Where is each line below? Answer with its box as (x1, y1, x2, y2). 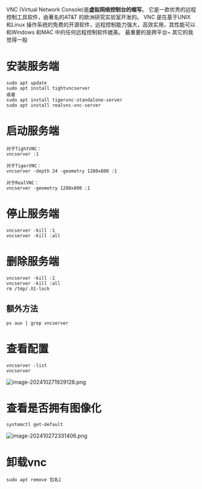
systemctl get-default (6, 422, 63, 428)
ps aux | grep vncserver (6, 320, 69, 326)
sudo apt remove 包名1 (6, 477, 62, 483)
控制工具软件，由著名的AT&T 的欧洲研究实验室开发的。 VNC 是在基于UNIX (6, 13, 191, 21)
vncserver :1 (6, 151, 39, 157)
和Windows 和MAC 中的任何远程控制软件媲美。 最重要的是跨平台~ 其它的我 (6, 28, 194, 36)
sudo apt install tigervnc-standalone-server (6, 97, 122, 103)
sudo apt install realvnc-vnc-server (6, 102, 101, 108)
